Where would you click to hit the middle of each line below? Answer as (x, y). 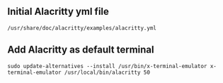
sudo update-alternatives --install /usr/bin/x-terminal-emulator (107, 66)
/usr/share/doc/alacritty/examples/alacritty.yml (82, 28)
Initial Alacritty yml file (58, 12)
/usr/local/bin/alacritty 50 (107, 72)
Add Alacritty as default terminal (81, 50)
